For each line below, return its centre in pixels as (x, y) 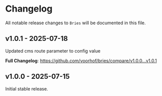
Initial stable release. (27, 88)
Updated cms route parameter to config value (53, 51)
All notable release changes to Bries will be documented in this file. (75, 23)
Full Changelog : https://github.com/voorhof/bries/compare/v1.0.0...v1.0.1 (81, 61)
